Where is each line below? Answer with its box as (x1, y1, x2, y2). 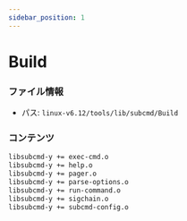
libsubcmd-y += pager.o (8, 169, 98, 179)
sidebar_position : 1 (8, 13, 86, 22)
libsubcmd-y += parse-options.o (8, 178, 129, 187)
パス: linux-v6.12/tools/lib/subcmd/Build (21, 107, 179, 118)
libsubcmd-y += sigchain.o (8, 194, 109, 203)
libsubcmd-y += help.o (8, 161, 93, 170)
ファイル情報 (8, 85, 64, 98)
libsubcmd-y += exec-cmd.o (8, 153, 109, 162)
